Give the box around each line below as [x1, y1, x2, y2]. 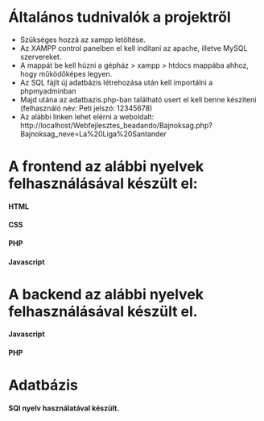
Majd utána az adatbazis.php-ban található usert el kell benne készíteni [19, 94, 257, 104]
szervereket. [19, 52, 62, 61]
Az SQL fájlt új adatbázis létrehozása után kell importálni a [19, 77, 213, 87]
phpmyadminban [19, 85, 76, 96]
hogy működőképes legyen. [19, 69, 113, 78]
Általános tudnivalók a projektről [8, 8, 231, 27]
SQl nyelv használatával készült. [8, 403, 120, 413]
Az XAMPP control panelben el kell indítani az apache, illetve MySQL [19, 43, 248, 52]
